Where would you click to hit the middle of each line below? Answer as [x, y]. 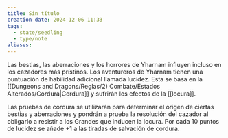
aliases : [20, 45]
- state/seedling [38, 32]
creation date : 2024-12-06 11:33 [55, 20]
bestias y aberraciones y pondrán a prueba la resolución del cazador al [108, 114]
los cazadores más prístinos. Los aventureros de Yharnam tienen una [105, 72]
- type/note [31, 39]
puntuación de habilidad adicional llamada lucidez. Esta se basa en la [105, 79]
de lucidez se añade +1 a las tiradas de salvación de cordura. [93, 128]
